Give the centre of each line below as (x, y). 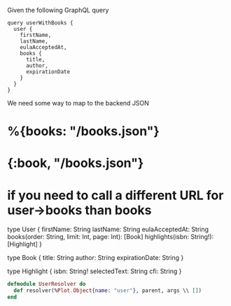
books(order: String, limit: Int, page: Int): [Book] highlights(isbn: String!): (111, 237)
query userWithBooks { (40, 23)
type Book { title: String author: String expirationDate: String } (96, 258)
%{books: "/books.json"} (83, 131)
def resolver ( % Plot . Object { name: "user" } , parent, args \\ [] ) (107, 291)
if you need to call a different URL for (115, 195)
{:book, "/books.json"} (76, 163)
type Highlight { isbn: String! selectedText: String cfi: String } (94, 271)
